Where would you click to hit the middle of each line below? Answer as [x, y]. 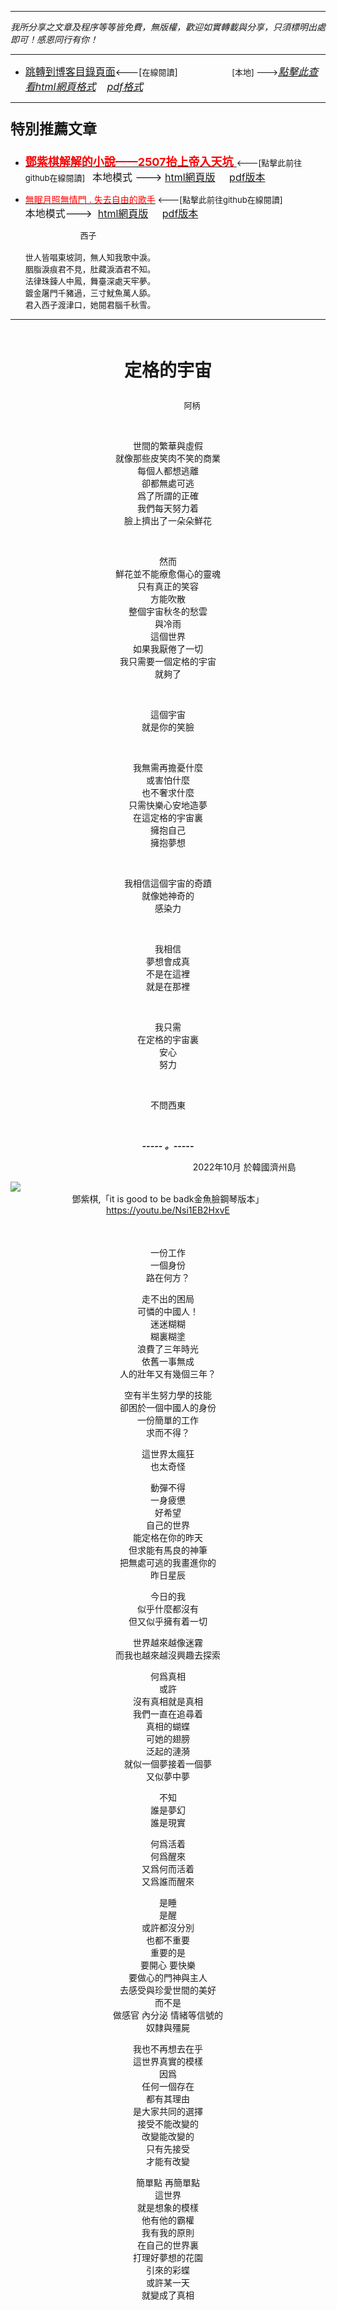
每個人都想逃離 [168, 470]
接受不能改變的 [168, 2124]
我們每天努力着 [168, 508]
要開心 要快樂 [168, 1965]
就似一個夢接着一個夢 [168, 1764]
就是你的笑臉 [168, 727]
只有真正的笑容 [168, 586]
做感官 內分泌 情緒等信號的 [168, 2015]
